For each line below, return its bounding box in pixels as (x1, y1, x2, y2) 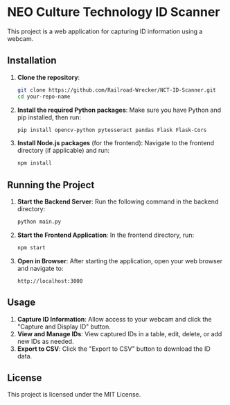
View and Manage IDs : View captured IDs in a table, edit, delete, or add (17, 329, 222, 338)
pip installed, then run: (17, 113, 82, 122)
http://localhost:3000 (17, 277, 83, 285)
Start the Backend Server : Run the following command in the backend (17, 197, 219, 206)
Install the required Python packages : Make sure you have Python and (17, 106, 222, 114)
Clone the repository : (17, 73, 80, 81)
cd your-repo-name (17, 93, 71, 100)
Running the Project (7, 179, 95, 191)
